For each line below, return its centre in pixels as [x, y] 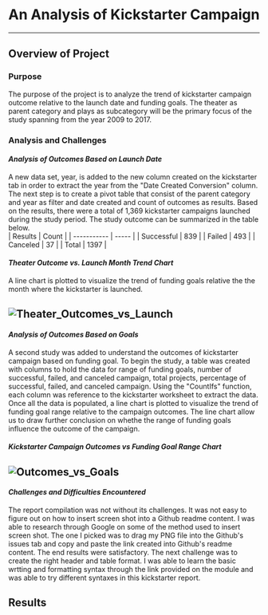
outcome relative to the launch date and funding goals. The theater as [123, 102]
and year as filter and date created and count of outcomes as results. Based [133, 202]
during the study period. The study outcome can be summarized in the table [134, 219]
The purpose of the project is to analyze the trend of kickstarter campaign [130, 94]
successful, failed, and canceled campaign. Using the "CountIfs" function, [130, 386]
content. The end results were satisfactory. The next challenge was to [123, 552]
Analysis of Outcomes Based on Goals [73, 334]
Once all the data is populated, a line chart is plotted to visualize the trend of [134, 403]
